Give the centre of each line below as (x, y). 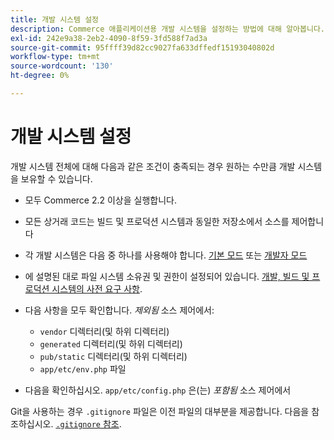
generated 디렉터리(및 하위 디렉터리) (111, 343)
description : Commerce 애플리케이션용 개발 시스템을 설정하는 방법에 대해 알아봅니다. (167, 29)
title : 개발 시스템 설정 (55, 19)
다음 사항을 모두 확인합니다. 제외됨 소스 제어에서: (119, 310)
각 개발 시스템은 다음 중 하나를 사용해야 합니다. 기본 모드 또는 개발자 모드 (166, 255)
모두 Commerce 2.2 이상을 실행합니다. (100, 200)
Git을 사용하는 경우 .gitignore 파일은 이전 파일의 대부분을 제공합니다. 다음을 (160, 411)
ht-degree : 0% (40, 76)
